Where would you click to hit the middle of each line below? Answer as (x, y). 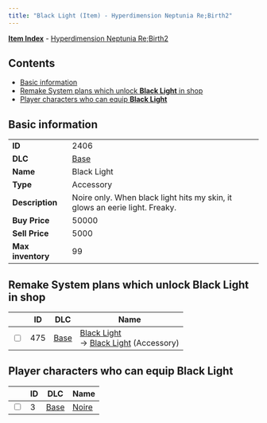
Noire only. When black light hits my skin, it (152, 198)
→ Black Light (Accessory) (130, 343)
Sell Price (31, 233)
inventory (31, 257)
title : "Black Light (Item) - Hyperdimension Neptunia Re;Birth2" (120, 16)
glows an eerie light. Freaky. (124, 208)
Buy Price (31, 221)
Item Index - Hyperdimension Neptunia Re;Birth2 (88, 38)
